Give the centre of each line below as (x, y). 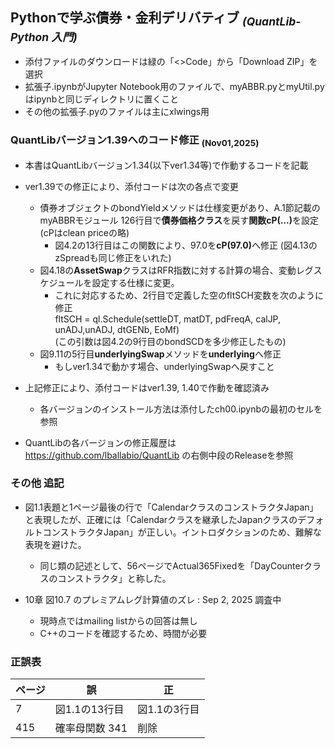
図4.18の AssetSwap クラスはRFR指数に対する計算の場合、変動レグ (176, 270)
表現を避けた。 (55, 544)
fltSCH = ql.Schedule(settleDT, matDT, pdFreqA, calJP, (168, 319)
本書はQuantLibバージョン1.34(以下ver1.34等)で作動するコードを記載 (166, 165)
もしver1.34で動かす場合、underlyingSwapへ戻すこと (164, 366)
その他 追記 (37, 483)
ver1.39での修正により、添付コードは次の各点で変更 (131, 186)
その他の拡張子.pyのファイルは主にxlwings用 (117, 111)
